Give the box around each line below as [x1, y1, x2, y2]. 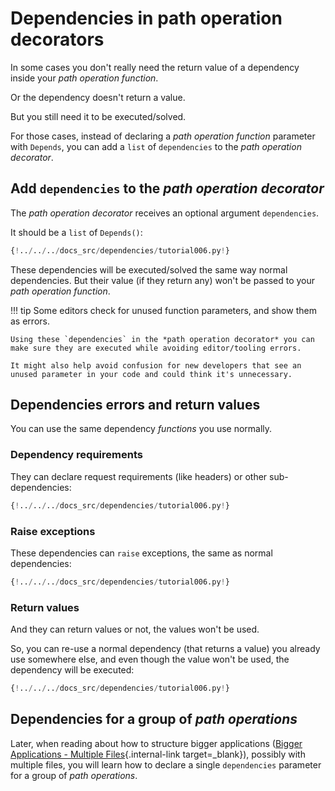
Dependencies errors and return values [10, 397, 261, 414]
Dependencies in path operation [10, 7, 283, 30]
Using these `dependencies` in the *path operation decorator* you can [10, 334, 315, 344]
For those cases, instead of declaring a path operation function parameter [10, 130, 316, 142]
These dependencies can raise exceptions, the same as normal [10, 547, 273, 559]
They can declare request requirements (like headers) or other [10, 470, 268, 482]
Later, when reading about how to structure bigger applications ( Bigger [10, 737, 303, 749]
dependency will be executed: [10, 664, 135, 676]
